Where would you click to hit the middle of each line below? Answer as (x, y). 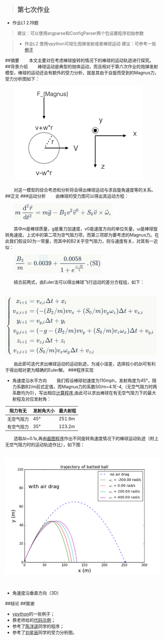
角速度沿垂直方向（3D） (37, 593)
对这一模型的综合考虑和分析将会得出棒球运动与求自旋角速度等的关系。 (84, 189)
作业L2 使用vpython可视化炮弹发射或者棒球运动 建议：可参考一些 (90, 43)
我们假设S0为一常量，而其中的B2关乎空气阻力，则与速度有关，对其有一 (81, 241)
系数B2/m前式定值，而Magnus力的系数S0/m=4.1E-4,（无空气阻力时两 (87, 386)
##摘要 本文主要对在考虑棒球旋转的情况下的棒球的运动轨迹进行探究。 (79, 60)
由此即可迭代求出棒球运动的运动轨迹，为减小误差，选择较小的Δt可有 (82, 364)
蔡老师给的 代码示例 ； (34, 620)
